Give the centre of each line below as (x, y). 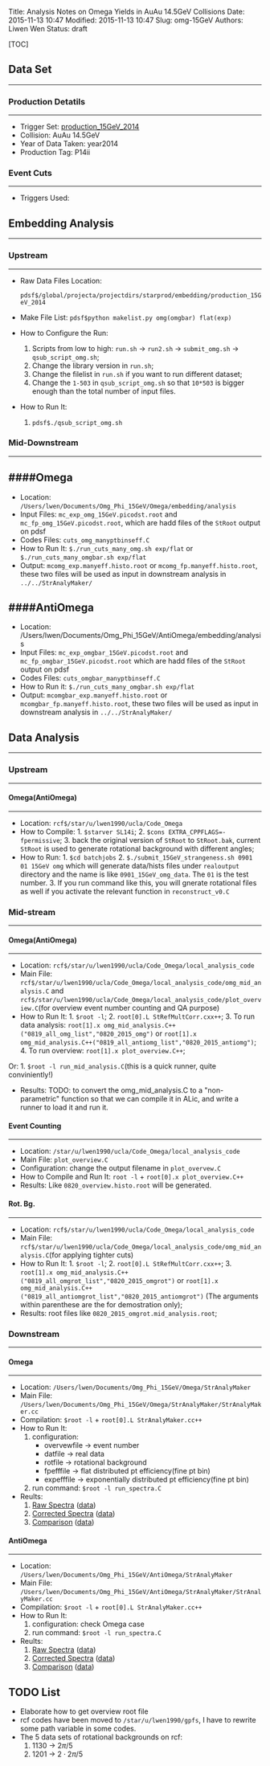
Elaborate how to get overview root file (84, 1711)
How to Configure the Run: (64, 333)
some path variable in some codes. (78, 1729)
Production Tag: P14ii (55, 153)
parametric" (40, 1099)
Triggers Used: (45, 198)
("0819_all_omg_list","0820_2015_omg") (87, 1034)
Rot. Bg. (22, 1204)
